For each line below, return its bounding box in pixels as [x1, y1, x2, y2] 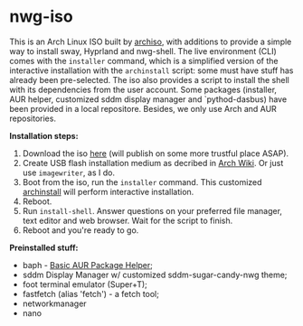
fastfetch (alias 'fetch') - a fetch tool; [22, 288, 160, 299]
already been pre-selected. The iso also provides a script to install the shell [9, 74, 289, 85]
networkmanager [22, 298, 88, 309]
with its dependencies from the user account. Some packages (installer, [9, 84, 278, 95]
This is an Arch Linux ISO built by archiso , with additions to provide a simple [9, 36, 292, 47]
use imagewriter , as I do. [22, 167, 116, 178]
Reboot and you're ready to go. [22, 224, 139, 236]
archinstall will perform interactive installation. [22, 186, 194, 197]
